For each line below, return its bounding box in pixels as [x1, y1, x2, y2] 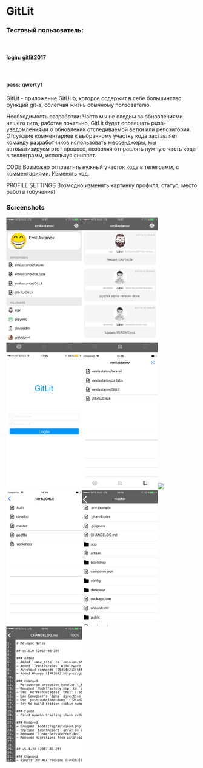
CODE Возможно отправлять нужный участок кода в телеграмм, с [6, 163, 179, 171]
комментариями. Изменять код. [6, 170, 90, 177]
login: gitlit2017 [6, 53, 47, 61]
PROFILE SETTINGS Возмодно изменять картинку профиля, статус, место [6, 181, 198, 189]
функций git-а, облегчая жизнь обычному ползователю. [6, 101, 151, 108]
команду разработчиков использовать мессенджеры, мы [6, 139, 156, 146]
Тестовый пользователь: [6, 26, 84, 35]
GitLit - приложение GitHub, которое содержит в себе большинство [6, 94, 182, 101]
